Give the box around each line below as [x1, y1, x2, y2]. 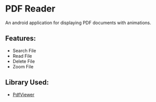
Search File [12, 47, 36, 53]
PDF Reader [5, 3, 56, 15]
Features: [5, 34, 36, 43]
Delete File [12, 58, 35, 64]
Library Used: [5, 78, 49, 87]
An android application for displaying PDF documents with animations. [5, 20, 151, 26]
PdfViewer [12, 91, 35, 97]
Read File [12, 53, 32, 59]
